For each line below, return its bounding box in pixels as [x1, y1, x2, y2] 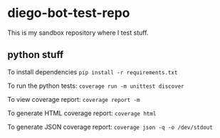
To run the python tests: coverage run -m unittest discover [7, 81, 184, 90]
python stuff [7, 49, 64, 61]
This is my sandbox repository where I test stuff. [7, 28, 149, 37]
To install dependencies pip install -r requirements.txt [7, 67, 178, 76]
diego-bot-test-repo [7, 5, 130, 21]
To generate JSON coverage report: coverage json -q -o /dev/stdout [7, 122, 214, 131]
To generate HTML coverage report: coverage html [7, 108, 157, 117]
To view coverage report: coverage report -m [7, 95, 140, 103]
